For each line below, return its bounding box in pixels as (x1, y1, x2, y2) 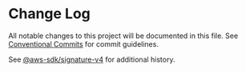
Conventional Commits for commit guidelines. (8, 39, 159, 48)
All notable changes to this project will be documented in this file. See (8, 31, 239, 40)
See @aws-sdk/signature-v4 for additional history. (8, 55, 175, 64)
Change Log (8, 5, 91, 23)
